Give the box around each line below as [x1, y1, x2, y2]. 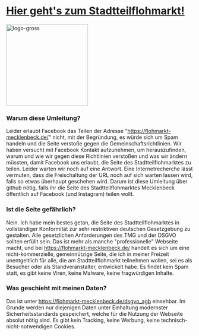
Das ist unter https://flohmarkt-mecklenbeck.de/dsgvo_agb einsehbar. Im [6, 297, 186, 305]
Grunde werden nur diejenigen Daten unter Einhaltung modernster [6, 304, 168, 311]
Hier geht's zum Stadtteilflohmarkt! [6, 4, 185, 18]
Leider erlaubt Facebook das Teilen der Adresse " [6, 128, 128, 135]
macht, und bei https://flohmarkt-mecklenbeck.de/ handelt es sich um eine [6, 244, 190, 251]
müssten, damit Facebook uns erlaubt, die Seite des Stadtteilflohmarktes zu [6, 159, 191, 166]
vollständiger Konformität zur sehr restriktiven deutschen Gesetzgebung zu [6, 225, 191, 232]
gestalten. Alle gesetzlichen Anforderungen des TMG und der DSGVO [6, 232, 176, 239]
